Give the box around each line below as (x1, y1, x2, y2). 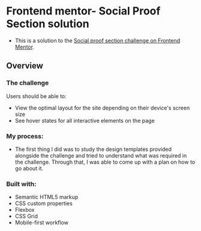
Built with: (6, 179, 37, 188)
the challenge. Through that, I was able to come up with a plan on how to (14, 158, 196, 165)
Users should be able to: (6, 92, 67, 100)
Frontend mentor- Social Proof (6, 4, 161, 18)
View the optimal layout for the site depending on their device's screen (14, 104, 190, 111)
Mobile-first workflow (14, 219, 69, 226)
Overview (6, 61, 44, 71)
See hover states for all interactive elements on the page (14, 117, 155, 124)
